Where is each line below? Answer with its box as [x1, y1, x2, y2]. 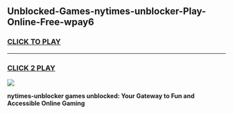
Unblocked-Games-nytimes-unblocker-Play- [7, 6, 207, 17]
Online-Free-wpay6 [7, 17, 95, 28]
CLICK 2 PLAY [7, 63, 55, 73]
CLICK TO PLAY [7, 37, 61, 47]
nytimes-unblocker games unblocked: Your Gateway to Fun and [7, 91, 196, 99]
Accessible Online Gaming [7, 99, 85, 107]
